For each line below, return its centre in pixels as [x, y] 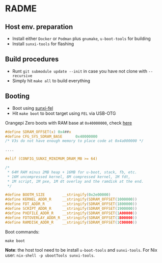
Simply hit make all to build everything [51, 81]
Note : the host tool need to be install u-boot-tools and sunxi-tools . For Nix [81, 250]
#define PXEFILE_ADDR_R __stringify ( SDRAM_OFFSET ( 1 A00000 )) [71, 213]
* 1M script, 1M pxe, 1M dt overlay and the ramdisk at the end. [75, 181]
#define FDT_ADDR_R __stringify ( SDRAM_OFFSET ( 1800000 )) [71, 204]
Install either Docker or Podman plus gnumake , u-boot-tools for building [81, 38]
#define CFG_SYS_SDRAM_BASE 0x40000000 [51, 136]
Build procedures [32, 59]
